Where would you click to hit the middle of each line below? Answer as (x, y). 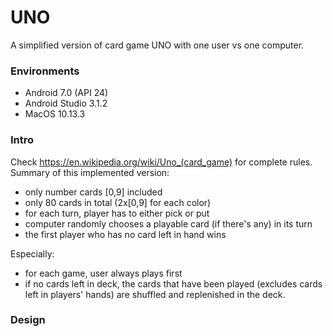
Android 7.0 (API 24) (66, 93)
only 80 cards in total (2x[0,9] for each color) (118, 202)
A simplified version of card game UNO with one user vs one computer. (157, 45)
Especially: (32, 253)
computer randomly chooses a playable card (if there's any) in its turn (168, 223)
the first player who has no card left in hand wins (125, 234)
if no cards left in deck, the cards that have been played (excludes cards (173, 283)
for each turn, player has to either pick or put (117, 213)
